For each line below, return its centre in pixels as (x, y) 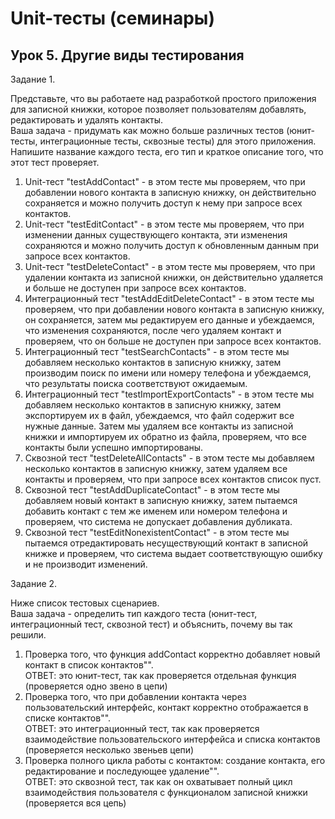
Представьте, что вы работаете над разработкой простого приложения (163, 98)
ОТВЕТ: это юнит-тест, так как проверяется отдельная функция (160, 675)
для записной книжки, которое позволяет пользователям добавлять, (158, 109)
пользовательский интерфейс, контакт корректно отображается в (166, 707)
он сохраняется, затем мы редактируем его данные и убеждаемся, (169, 320)
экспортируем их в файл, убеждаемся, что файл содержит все (159, 415)
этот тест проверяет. (55, 162)
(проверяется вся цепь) (75, 803)
